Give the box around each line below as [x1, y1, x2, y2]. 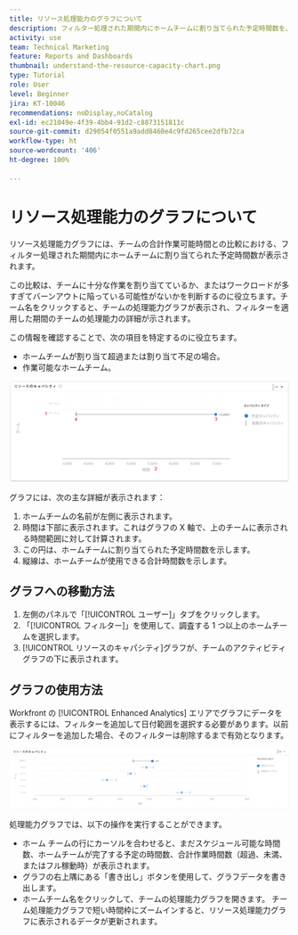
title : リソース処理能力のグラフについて [9, 14, 143, 23]
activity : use [9, 33, 62, 42]
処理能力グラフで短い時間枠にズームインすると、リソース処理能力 [29, 905, 271, 915]
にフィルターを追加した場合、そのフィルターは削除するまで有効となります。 [9, 730, 289, 741]
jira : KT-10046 [9, 99, 66, 108]
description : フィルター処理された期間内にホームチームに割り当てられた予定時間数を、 [9, 23, 293, 33]
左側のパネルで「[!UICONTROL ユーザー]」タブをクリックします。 [21, 609, 265, 619]
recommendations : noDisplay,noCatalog [9, 108, 153, 118]
